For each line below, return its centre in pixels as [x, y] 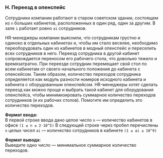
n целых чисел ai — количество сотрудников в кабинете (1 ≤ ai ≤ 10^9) [81, 131]
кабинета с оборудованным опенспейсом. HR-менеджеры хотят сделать [81, 85]
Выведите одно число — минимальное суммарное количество [71, 145]
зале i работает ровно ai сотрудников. [46, 28]
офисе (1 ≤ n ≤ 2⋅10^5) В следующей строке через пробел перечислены [81, 125]
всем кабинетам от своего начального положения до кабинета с [73, 69]
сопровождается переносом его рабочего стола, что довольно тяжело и [81, 59]
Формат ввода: [21, 115]
